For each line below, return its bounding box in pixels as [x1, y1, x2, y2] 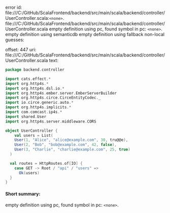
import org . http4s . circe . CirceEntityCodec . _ [5, 95, 101, 101]
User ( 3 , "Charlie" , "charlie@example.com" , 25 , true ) [14, 147, 130, 152]
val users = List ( [14, 133, 53, 138]
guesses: [5, 37, 24, 43]
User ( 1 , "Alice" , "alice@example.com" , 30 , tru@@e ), [14, 137, 128, 143]
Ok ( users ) [18, 170, 40, 175]
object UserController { [5, 128, 58, 133]
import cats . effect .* [5, 76, 51, 81]
